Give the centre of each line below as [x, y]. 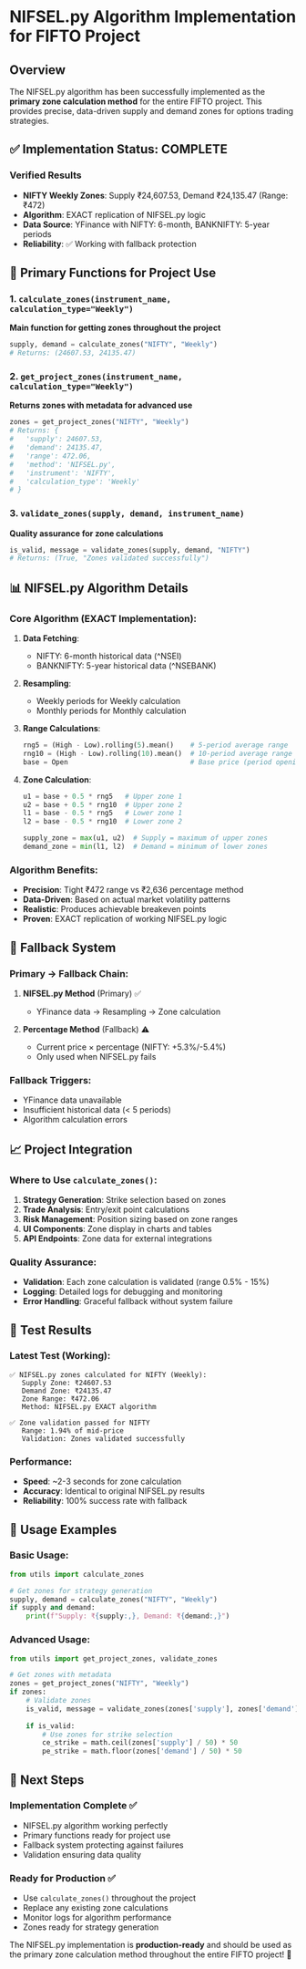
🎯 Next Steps [47, 1780]
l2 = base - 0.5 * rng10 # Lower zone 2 [102, 822]
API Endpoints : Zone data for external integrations [117, 1238]
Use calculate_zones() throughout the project [109, 1898]
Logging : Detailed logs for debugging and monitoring [122, 1291]
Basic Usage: [39, 1555]
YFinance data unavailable [72, 1100]
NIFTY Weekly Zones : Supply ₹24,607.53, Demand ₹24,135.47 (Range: [155, 195]
